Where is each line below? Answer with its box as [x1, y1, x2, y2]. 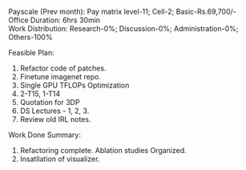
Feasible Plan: [8, 48, 54, 57]
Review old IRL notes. [19, 115, 91, 123]
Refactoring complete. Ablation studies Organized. [19, 146, 187, 155]
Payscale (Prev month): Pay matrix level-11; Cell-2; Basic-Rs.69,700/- [8, 7, 236, 16]
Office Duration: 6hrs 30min [8, 15, 101, 25]
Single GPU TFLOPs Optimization [19, 80, 130, 90]
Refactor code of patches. [19, 63, 107, 73]
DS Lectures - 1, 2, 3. [19, 106, 90, 115]
